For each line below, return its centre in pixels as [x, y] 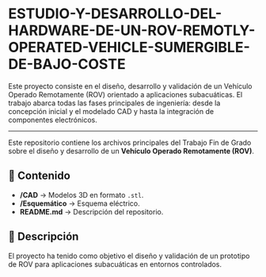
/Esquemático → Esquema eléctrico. [80, 203]
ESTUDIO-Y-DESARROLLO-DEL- [115, 14]
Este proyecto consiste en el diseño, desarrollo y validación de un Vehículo [130, 86]
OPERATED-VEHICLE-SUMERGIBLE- [129, 47]
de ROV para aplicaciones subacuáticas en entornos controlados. [115, 264]
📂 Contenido [40, 176]
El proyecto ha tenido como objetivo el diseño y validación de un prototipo [129, 256]
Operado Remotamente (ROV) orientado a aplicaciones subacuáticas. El [125, 94]
